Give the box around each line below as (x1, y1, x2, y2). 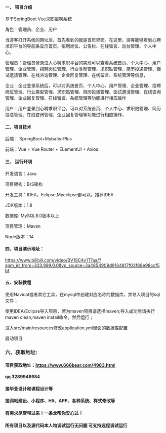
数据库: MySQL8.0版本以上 (5, 213, 60, 218)
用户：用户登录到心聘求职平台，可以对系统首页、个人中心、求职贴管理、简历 (5, 106, 161, 112)
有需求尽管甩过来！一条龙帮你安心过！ (5, 410, 83, 416)
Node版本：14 (5, 233, 34, 239)
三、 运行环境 (5, 159, 33, 165)
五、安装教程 (5, 279, 31, 286)
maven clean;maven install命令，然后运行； (5, 314, 94, 320)
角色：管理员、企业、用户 (5, 27, 57, 33)
